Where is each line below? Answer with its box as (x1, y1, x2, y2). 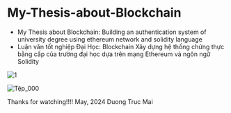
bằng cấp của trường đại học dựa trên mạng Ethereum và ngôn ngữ (17, 50, 211, 58)
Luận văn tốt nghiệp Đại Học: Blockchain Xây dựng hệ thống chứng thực (17, 42, 225, 51)
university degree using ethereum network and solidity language (17, 35, 203, 43)
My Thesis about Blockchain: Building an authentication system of (17, 28, 207, 36)
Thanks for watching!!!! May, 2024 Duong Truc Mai (7, 97, 153, 105)
